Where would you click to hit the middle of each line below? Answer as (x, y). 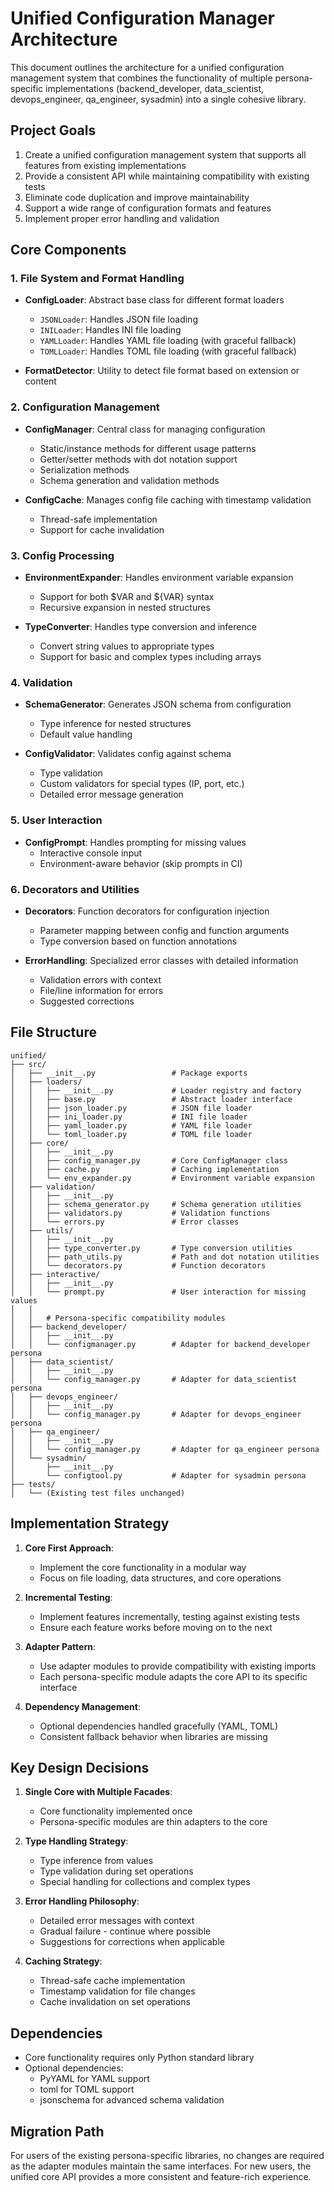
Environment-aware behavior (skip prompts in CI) (141, 863)
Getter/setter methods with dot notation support (138, 459)
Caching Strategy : (63, 1961)
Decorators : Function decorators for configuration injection (147, 911)
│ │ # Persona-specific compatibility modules (118, 1318)
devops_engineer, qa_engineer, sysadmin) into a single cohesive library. (158, 99)
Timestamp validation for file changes (117, 1991)
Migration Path (57, 2131)
